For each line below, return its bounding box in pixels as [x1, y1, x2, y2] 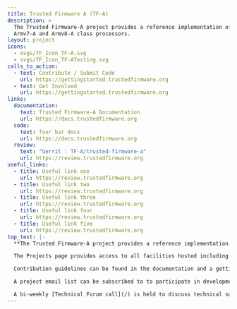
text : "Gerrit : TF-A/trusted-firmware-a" [20, 148, 147, 155]
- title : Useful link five [13, 220, 93, 227]
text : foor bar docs [20, 128, 80, 135]
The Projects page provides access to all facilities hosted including [13, 253, 229, 260]
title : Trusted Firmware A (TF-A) [7, 10, 109, 18]
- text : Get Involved [13, 83, 78, 90]
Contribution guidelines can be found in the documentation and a [13, 265, 213, 272]
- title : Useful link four [13, 207, 93, 214]
